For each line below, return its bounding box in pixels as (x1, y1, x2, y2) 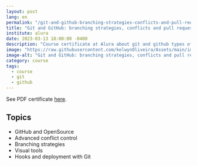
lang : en (6, 14, 28, 20)
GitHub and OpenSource (14, 128, 74, 135)
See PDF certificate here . (6, 96, 67, 103)
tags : (6, 63, 19, 69)
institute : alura (6, 31, 49, 36)
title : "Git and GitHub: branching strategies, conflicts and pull (6, 25, 175, 31)
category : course (6, 57, 49, 63)
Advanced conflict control (14, 134, 77, 141)
